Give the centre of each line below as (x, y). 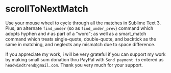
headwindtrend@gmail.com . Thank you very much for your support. (74, 65)
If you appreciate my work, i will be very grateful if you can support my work (86, 54)
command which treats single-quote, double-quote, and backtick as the (81, 39)
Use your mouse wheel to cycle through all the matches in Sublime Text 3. (83, 23)
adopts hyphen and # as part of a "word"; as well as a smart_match (76, 33)
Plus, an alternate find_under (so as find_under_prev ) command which (79, 28)
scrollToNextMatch (47, 9)
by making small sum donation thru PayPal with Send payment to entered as (84, 59)
